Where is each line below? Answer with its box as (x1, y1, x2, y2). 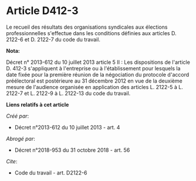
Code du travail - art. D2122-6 (14, 169, 87, 176)
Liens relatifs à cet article (6, 101, 69, 108)
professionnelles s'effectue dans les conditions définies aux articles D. (6, 29, 177, 36)
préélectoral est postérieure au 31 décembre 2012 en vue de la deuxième (6, 77, 183, 84)
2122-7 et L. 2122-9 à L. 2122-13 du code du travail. (6, 90, 131, 97)
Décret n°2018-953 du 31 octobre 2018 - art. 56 (14, 146, 130, 153)
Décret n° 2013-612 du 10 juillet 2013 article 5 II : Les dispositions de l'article (6, 59, 191, 66)
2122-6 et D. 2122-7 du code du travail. (6, 36, 101, 43)
